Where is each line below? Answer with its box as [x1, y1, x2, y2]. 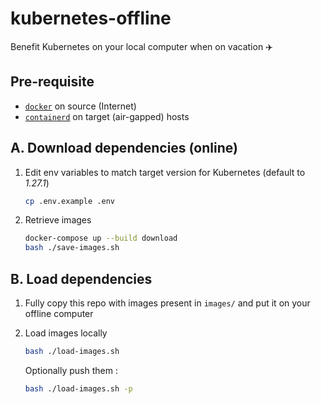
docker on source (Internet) [24, 100, 137, 112]
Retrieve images [24, 214, 92, 226]
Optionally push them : [24, 364, 118, 376]
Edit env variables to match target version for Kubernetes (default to [24, 166, 306, 178]
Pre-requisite [10, 73, 95, 91]
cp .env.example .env [24, 196, 115, 206]
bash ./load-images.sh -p [24, 383, 133, 394]
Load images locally [24, 327, 108, 339]
